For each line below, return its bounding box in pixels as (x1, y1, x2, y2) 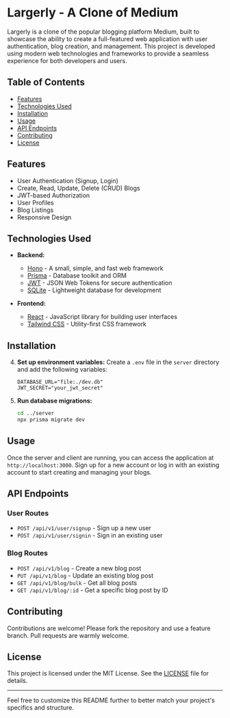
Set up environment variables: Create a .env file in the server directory (16, 358, 220, 366)
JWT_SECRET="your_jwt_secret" (16, 385, 104, 392)
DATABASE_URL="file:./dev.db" (16, 379, 104, 385)
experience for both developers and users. (7, 56, 128, 64)
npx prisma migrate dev (16, 416, 86, 423)
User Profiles (16, 198, 54, 206)
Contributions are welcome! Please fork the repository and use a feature (7, 624, 211, 632)
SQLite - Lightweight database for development (27, 286, 162, 294)
